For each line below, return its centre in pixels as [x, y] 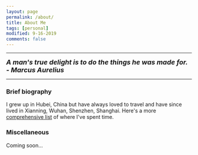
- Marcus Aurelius [35, 70]
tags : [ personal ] [27, 28]
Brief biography [29, 91]
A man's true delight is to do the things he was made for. [97, 62]
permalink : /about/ [30, 17]
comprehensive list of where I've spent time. [60, 117]
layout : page [22, 12]
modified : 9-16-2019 [32, 34]
